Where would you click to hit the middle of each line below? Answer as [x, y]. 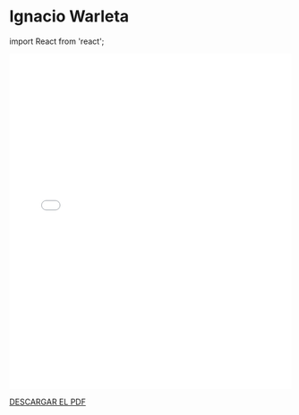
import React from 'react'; [57, 41]
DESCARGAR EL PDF [48, 402]
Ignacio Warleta [69, 17]
